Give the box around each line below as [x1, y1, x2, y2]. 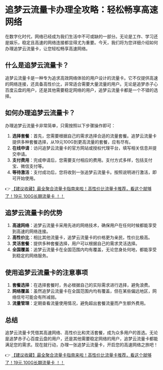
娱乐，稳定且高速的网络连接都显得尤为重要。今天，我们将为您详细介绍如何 [9, 39, 158, 45]
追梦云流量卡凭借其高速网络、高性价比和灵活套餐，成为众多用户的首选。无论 [5, 330, 158, 335]
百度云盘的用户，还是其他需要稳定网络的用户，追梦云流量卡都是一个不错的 [5, 87, 154, 93]
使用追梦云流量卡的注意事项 [5, 268, 88, 276]
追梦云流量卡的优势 [5, 209, 63, 217]
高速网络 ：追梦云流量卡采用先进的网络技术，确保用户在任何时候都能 [12, 223, 148, 228]
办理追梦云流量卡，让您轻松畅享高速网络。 [5, 46, 90, 51]
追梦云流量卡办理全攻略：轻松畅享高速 [5, 4, 159, 16]
